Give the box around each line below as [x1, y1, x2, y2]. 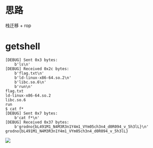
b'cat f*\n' [14, 115, 40, 120]
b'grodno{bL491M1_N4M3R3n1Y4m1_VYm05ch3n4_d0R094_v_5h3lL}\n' [14, 124, 149, 129]
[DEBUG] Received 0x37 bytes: [5, 120, 70, 125]
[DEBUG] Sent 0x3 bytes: [5, 57, 58, 63]
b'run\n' [14, 84, 33, 89]
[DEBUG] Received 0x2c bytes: [5, 66, 70, 71]
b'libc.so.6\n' [14, 79, 47, 84]
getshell [5, 41, 41, 52]
